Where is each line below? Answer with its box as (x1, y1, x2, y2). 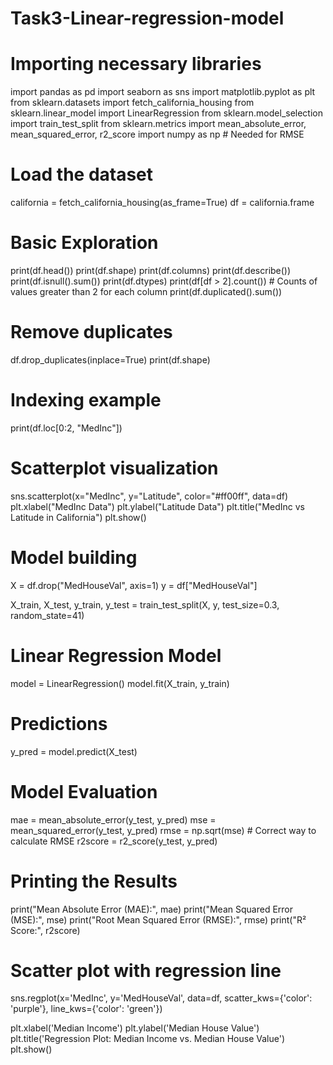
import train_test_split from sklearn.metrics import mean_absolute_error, (10, 118, 307, 130)
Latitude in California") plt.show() (10, 511, 147, 523)
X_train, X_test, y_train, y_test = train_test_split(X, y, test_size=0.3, (10, 598, 280, 611)
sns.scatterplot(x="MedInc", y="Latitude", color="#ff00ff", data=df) (10, 490, 289, 502)
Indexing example (10, 389, 162, 412)
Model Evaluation (10, 780, 158, 803)
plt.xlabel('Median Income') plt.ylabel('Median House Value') (10, 1022, 260, 1034)
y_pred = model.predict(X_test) (10, 745, 138, 757)
